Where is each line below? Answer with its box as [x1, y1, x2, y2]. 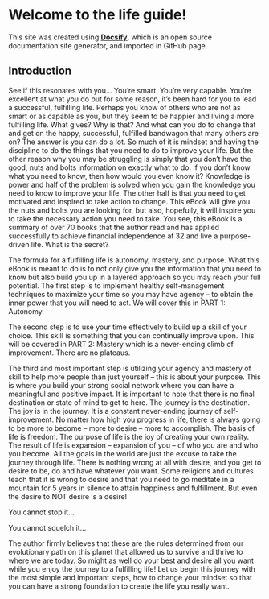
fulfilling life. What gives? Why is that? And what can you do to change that [8, 119, 256, 130]
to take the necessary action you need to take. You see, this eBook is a [8, 213, 243, 223]
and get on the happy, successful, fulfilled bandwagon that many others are [8, 128, 259, 138]
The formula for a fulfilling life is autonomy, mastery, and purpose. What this [8, 255, 260, 265]
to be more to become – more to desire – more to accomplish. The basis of [8, 423, 255, 432]
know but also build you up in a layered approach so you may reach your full [8, 272, 261, 282]
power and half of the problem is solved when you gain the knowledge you [8, 180, 255, 189]
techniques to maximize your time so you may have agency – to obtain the [8, 289, 254, 299]
